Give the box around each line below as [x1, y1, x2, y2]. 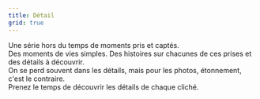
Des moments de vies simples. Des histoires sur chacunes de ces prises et [8, 49, 252, 58]
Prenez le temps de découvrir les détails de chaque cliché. [8, 82, 199, 91]
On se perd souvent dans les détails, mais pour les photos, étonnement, [8, 65, 243, 75]
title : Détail [8, 11, 55, 20]
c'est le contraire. [8, 74, 66, 83]
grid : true [8, 19, 44, 27]
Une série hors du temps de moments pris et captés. [8, 40, 179, 49]
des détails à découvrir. [8, 57, 85, 67]
